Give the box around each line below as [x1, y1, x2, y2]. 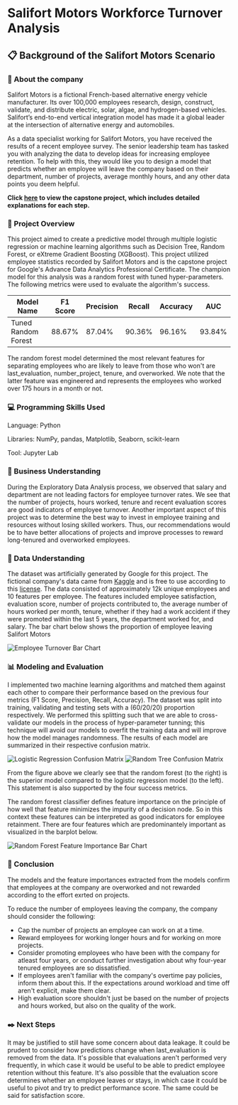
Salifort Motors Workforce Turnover [7, 5, 223, 21]
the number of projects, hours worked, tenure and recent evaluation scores [7, 498, 227, 506]
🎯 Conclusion [7, 859, 55, 869]
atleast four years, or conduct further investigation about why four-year [17, 956, 227, 964]
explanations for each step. [7, 201, 90, 209]
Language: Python [7, 421, 62, 429]
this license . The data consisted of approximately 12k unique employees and [7, 584, 230, 593]
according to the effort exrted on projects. [7, 890, 130, 899]
